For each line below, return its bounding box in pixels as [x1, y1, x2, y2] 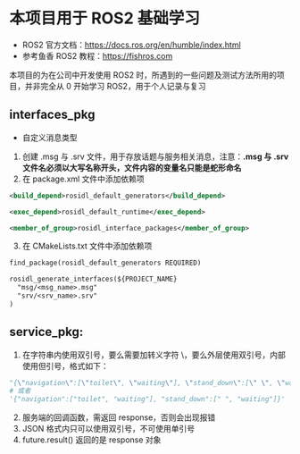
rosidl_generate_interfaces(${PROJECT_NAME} [9, 274, 178, 284]
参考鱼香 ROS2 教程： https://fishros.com [21, 50, 173, 61]
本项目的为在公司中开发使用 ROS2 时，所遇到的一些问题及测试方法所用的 [9, 69, 278, 80]
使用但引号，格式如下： [21, 360, 109, 371]
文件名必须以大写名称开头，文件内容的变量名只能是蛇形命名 [21, 162, 242, 172]
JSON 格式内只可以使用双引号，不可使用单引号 [21, 424, 195, 434]
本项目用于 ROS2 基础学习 [9, 8, 201, 29]
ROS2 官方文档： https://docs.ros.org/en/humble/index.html [21, 39, 241, 50]
